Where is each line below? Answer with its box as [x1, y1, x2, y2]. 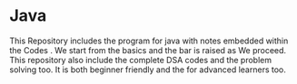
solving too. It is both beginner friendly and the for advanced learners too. [9, 64, 286, 75]
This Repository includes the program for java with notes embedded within [9, 35, 289, 46]
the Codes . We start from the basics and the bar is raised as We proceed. [9, 44, 287, 55]
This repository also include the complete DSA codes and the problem [9, 54, 272, 65]
